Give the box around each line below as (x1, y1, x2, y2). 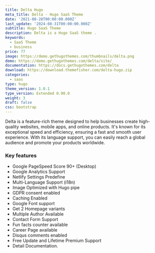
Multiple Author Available (12, 211, 64, 217)
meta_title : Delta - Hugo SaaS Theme (5, 12, 83, 17)
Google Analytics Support (12, 169, 66, 175)
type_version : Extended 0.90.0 (5, 91, 70, 96)
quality (5, 124, 19, 130)
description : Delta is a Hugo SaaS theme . (5, 30, 97, 35)
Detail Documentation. (12, 243, 58, 249)
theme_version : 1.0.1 (5, 86, 50, 91)
